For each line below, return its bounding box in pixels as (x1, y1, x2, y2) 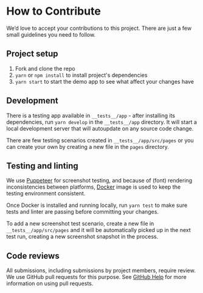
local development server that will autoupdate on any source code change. (6, 125, 194, 132)
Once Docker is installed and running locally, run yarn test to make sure (6, 201, 188, 209)
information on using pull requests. (6, 280, 94, 288)
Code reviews (6, 250, 60, 261)
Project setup (6, 49, 59, 59)
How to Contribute (6, 4, 101, 18)
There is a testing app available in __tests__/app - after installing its (6, 112, 175, 119)
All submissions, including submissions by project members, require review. (6, 267, 196, 274)
